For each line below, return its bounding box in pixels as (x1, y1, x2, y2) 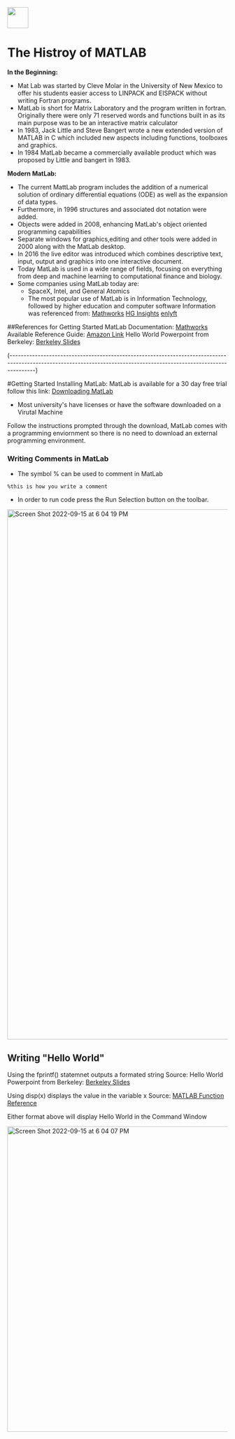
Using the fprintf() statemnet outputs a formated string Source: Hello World (7, 1071, 224, 1079)
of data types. (17, 197, 58, 206)
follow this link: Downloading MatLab (7, 387, 113, 395)
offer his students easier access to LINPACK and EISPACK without (17, 89, 208, 97)
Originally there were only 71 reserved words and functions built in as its (17, 111, 225, 120)
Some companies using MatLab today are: (17, 279, 140, 287)
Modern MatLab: (7, 169, 57, 178)
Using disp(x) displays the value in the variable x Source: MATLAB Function (7, 1091, 225, 1100)
